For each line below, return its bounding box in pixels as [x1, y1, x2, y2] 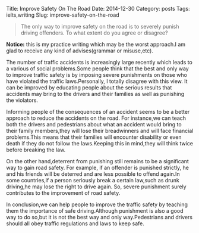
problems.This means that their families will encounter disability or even [6, 133, 182, 141]
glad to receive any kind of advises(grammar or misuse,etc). [6, 47, 153, 54]
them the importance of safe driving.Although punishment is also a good [6, 207, 184, 214]
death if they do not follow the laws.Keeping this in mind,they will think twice [6, 140, 193, 147]
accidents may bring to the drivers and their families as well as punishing [6, 91, 185, 97]
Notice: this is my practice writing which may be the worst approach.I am [6, 41, 186, 48]
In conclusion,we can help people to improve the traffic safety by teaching [6, 201, 188, 208]
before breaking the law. [6, 146, 66, 153]
